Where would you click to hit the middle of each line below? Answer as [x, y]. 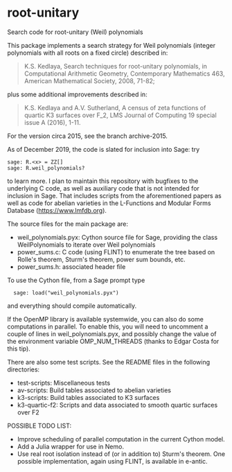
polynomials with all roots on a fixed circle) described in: [88, 53]
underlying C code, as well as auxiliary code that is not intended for [103, 188]
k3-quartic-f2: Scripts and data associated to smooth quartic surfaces [117, 405]
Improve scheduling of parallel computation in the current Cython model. [121, 439]
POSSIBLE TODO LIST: [39, 426]
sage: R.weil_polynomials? [46, 168]
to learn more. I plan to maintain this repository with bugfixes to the [103, 181]
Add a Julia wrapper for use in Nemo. [71, 446]
